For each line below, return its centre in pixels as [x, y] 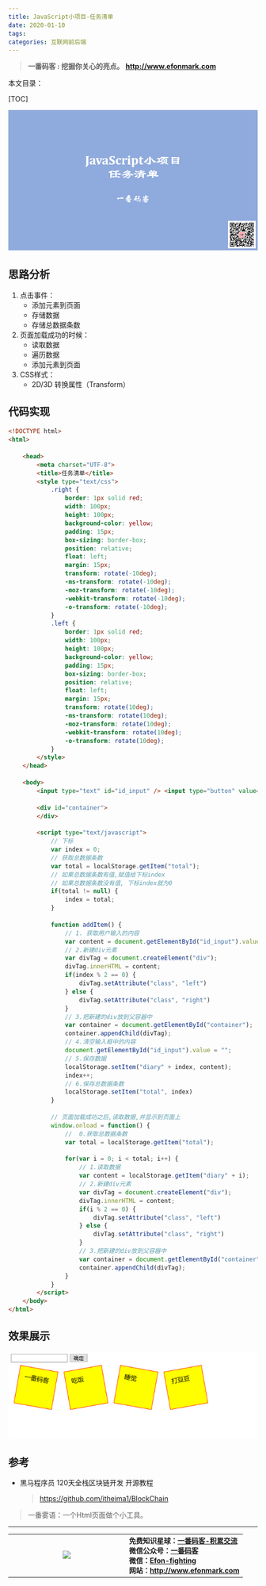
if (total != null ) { [84, 891]
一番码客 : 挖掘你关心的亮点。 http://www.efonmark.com [122, 67]
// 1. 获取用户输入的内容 [102, 933]
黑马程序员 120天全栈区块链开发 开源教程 [86, 1483]
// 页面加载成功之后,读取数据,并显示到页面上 [115, 1117]
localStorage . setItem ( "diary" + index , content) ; [148, 1067]
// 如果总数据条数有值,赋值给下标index [108, 875]
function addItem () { [86, 925]
